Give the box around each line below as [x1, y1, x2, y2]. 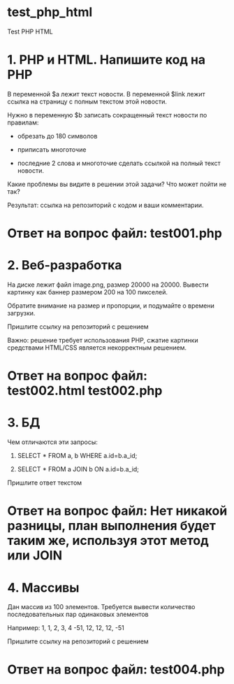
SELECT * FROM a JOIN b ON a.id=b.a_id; [17, 465, 140, 473]
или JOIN [7, 548, 63, 564]
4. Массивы [7, 580, 80, 595]
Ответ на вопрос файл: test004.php [7, 662, 225, 678]
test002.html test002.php [7, 383, 163, 399]
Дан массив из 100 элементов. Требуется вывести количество [7, 603, 196, 611]
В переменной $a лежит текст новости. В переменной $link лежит [7, 90, 206, 98]
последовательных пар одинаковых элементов [7, 610, 149, 619]
